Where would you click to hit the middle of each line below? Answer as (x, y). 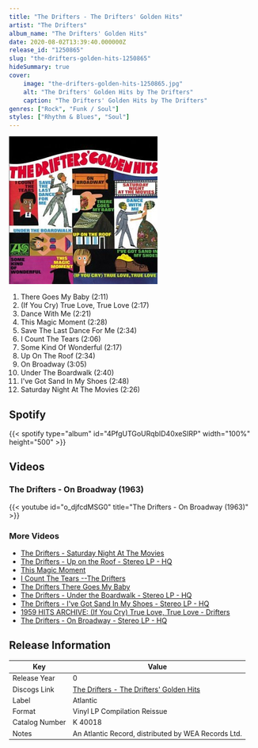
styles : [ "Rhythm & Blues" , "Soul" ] (69, 117)
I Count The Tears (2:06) (61, 339)
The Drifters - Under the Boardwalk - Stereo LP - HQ (106, 595)
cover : (20, 75)
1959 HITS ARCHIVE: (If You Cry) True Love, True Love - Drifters (125, 612)
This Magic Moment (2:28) (64, 322)
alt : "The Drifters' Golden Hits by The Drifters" (108, 92)
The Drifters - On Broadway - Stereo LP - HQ (94, 620)
